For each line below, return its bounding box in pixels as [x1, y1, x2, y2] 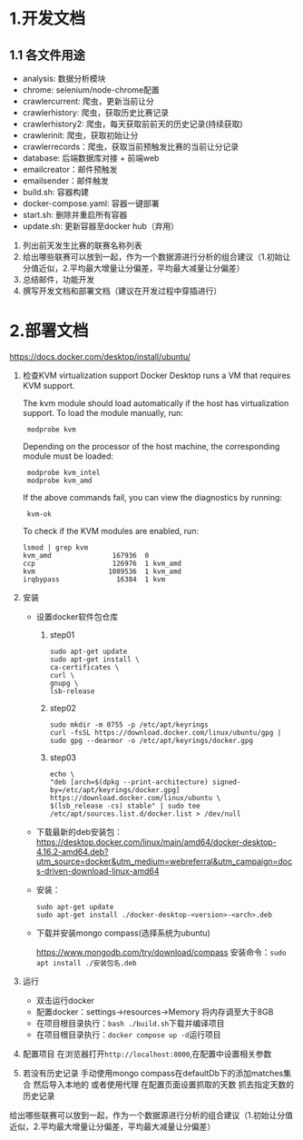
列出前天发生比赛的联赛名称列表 [22, 240, 142, 251]
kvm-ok [26, 510, 52, 519]
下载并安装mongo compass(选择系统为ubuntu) [35, 927, 210, 938]
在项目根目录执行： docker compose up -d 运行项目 [35, 1028, 221, 1040]
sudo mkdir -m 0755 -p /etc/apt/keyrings [49, 719, 209, 729]
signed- [211, 778, 241, 787]
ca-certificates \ [49, 662, 120, 672]
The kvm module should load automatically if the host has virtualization [22, 397, 289, 409]
